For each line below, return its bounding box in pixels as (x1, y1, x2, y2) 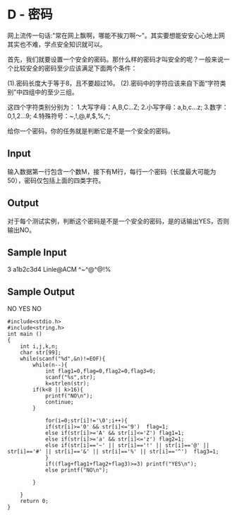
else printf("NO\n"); (44, 467, 109, 474)
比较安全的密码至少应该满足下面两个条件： (13, 64, 138, 72)
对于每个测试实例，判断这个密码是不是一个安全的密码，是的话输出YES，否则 (7, 216, 229, 225)
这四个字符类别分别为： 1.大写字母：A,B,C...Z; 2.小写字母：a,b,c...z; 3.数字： (7, 103, 229, 111)
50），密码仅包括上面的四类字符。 (7, 176, 105, 185)
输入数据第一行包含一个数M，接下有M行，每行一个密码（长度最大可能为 (7, 167, 217, 175)
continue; (44, 399, 74, 406)
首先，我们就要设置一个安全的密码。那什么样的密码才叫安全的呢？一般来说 (7, 54, 224, 64)
